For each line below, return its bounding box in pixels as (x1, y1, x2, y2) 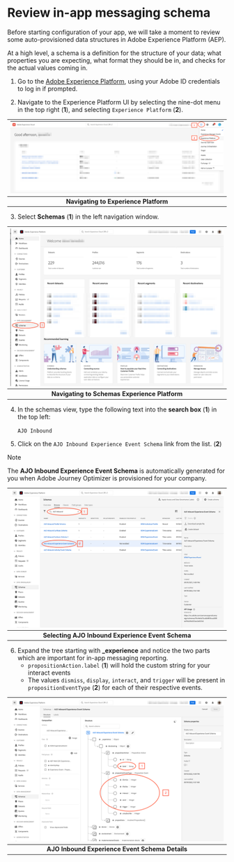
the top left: (17, 412, 51, 421)
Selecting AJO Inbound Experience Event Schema (42, 631, 192, 639)
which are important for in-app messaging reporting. (17, 654, 169, 662)
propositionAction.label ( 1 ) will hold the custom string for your (27, 661, 210, 670)
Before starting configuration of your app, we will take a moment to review (7, 28, 221, 36)
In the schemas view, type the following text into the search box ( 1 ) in (17, 405, 217, 414)
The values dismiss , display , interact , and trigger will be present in (27, 676, 226, 684)
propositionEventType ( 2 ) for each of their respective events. (27, 684, 203, 692)
